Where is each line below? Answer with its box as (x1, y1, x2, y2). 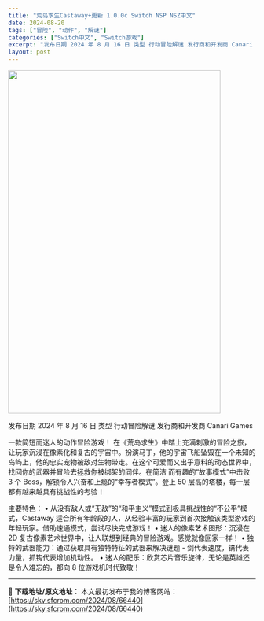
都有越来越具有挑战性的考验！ (8, 487, 104, 496)
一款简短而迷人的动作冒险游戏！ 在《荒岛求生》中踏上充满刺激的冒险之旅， (8, 438, 251, 447)
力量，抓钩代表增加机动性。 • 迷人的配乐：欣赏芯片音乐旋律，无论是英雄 (8, 553, 244, 562)
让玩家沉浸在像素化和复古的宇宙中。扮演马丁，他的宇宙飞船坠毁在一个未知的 (8, 448, 256, 457)
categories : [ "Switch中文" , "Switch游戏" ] (8, 33, 145, 42)
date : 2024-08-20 (8, 19, 65, 27)
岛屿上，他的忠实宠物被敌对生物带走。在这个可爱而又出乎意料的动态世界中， (8, 457, 256, 467)
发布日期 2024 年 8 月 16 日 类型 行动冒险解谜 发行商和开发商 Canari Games (8, 421, 254, 430)
